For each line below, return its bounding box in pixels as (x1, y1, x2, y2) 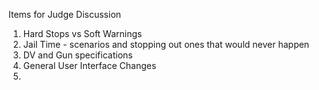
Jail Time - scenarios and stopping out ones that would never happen (22, 39, 310, 50)
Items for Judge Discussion (8, 9, 122, 20)
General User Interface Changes (22, 60, 157, 71)
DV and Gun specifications (22, 49, 133, 61)
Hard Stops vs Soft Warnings (22, 28, 143, 39)
